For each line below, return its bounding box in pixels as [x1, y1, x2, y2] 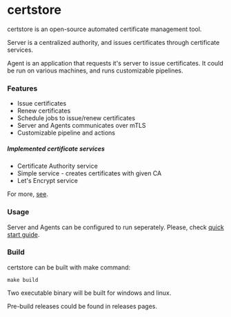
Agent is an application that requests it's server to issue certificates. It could [7, 59, 224, 67]
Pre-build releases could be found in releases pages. [7, 302, 157, 310]
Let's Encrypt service [17, 177, 78, 185]
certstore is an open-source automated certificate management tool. [7, 25, 202, 33]
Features [7, 84, 38, 93]
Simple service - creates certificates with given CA [17, 169, 162, 177]
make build [7, 276, 39, 283]
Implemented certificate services [7, 144, 105, 153]
